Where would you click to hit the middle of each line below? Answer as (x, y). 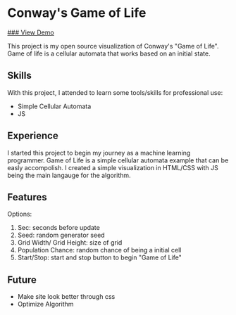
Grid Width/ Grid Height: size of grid (70, 243)
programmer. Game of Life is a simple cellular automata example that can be (118, 160)
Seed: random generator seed (61, 235)
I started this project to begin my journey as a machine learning (99, 153)
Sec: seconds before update (58, 228)
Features (27, 197)
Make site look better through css (66, 297)
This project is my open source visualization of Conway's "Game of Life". (113, 46)
